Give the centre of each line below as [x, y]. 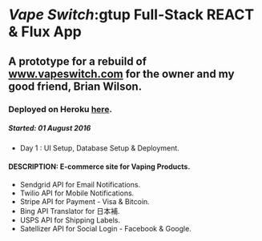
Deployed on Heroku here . [60, 109]
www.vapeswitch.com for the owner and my [121, 74]
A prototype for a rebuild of [77, 61]
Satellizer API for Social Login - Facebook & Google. [106, 228]
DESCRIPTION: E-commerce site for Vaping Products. [99, 167]
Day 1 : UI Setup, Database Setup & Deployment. [100, 148]
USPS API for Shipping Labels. [70, 220]
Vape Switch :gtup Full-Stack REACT [131, 15]
